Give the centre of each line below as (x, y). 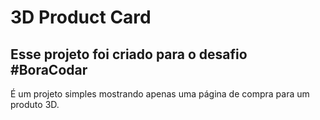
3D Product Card (81, 17)
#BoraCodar (49, 69)
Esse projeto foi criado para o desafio (129, 54)
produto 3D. (35, 104)
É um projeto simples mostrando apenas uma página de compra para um (160, 94)
